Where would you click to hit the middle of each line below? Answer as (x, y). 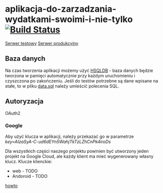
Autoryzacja (24, 101)
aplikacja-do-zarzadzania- (61, 9)
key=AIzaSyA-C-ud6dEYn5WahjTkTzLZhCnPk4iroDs (58, 141)
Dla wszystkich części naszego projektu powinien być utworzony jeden (77, 151)
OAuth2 (13, 113)
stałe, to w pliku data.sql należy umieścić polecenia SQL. (62, 86)
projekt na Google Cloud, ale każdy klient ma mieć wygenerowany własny (79, 156)
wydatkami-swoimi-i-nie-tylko (69, 19)
